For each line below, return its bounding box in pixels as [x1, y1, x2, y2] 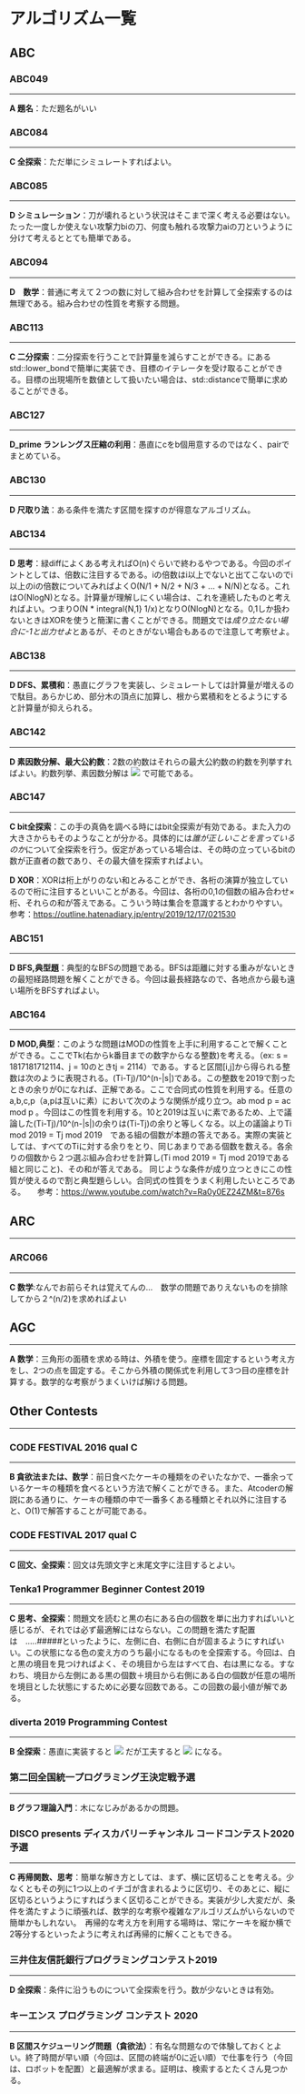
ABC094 [9, 256, 48, 268]
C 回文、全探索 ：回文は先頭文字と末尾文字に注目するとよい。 [9, 1559, 241, 1570]
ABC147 [9, 791, 45, 804]
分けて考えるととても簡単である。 [9, 233, 136, 244]
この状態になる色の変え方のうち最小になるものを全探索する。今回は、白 [25, 1647, 296, 1658]
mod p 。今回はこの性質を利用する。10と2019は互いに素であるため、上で [9, 1107, 284, 1118]
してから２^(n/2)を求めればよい [9, 1293, 127, 1304]
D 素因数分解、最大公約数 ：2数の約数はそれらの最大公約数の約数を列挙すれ [9, 756, 292, 767]
